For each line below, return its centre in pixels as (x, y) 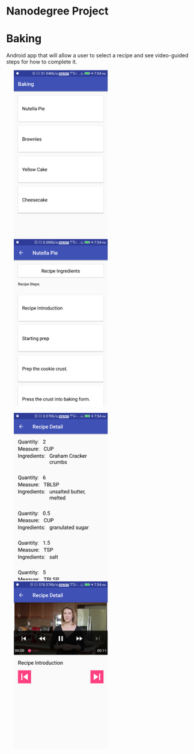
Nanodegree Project (57, 11)
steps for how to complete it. (42, 62)
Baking (24, 39)
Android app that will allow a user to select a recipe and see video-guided (97, 55)
